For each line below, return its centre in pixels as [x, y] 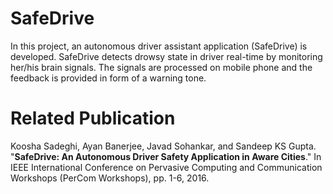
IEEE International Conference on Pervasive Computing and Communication [166, 167]
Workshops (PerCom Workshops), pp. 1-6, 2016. [110, 178]
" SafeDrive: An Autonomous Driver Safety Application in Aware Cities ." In [166, 156]
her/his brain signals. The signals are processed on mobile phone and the [161, 67]
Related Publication [93, 118]
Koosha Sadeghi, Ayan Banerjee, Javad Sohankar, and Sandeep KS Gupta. [163, 146]
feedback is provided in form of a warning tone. [108, 78]
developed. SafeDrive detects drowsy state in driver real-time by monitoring [166, 56]
